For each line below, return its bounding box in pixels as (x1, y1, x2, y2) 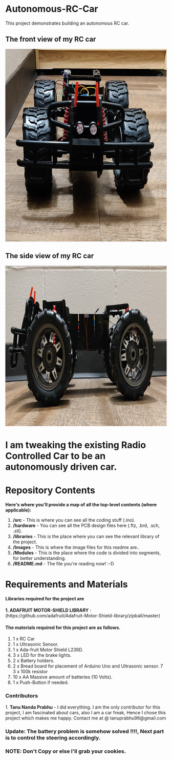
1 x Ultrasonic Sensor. (12, 641, 59, 648)
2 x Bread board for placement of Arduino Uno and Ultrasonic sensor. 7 (12, 663, 163, 669)
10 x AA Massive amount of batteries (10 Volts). (12, 674, 113, 680)
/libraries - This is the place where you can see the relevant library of (12, 533, 160, 539)
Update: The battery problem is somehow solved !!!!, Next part (5, 728, 164, 735)
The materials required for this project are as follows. (5, 624, 121, 631)
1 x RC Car (12, 636, 35, 642)
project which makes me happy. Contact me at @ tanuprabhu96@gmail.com (5, 715, 166, 721)
